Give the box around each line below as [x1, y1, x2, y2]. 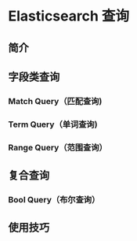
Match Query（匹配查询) [8, 95, 103, 106]
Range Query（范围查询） [8, 142, 107, 153]
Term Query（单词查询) [8, 119, 98, 130]
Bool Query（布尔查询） [8, 195, 100, 206]
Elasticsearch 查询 [8, 7, 129, 25]
